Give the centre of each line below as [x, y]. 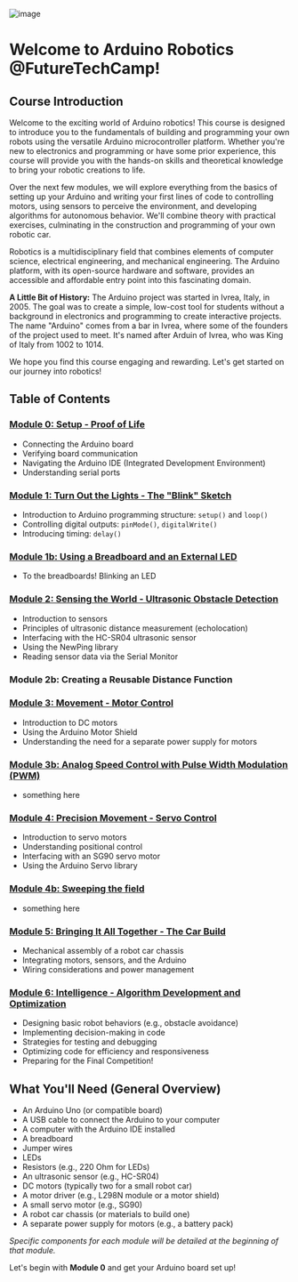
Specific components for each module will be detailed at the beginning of [144, 1241]
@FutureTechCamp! [85, 69]
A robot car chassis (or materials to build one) [106, 1214]
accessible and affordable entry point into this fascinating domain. [130, 280]
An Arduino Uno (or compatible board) [92, 1110]
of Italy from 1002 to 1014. [56, 344]
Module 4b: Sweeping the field [77, 889]
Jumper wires [47, 1149]
